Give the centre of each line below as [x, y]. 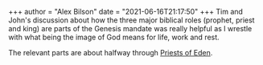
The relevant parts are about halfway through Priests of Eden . [111, 53]
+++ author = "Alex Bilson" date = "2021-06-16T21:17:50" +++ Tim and [126, 12]
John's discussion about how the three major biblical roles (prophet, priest [131, 20]
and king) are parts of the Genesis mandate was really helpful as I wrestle [130, 28]
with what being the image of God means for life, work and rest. [114, 37]
